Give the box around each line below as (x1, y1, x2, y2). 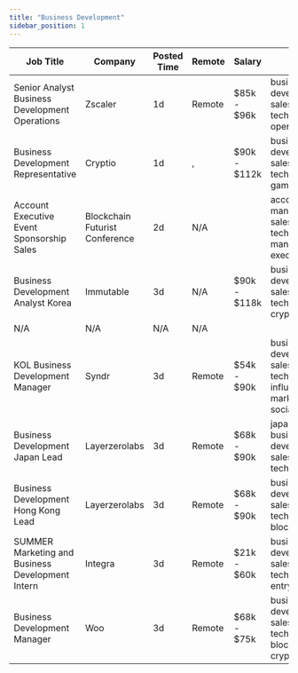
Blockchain (84, 210, 131, 222)
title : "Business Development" (9, 12, 125, 22)
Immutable (84, 285, 129, 297)
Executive (13, 210, 55, 222)
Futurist (84, 221, 117, 234)
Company (93, 55, 136, 67)
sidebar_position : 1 (9, 21, 86, 30)
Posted (153, 50, 184, 62)
